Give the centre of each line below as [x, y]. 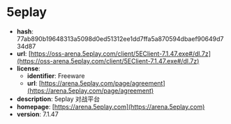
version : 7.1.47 [37, 114]
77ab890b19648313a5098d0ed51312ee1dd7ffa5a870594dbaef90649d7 [120, 38]
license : [28, 68]
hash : [25, 31]
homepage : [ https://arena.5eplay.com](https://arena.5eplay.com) [111, 107]
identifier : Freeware [56, 76]
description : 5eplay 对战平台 [58, 99]
